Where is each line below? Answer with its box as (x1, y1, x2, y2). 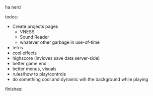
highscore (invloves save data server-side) (12, 55, 100, 61)
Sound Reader (19, 34, 49, 40)
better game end (12, 61, 47, 66)
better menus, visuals (12, 66, 57, 72)
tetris (12, 45, 23, 50)
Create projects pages (12, 23, 58, 29)
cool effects (12, 50, 37, 56)
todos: (5, 14, 18, 19)
